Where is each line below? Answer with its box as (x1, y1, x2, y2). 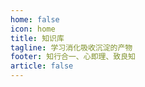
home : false (10, 14, 60, 25)
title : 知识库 (10, 33, 65, 43)
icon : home (10, 24, 56, 34)
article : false (10, 61, 74, 71)
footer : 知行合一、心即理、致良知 (10, 52, 136, 62)
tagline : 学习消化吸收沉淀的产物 (10, 42, 133, 53)
